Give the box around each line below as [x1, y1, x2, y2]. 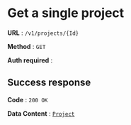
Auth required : [7, 55, 53, 65]
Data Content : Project [7, 109, 75, 118]
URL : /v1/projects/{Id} [7, 28, 79, 37]
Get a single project [7, 5, 125, 21]
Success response [7, 77, 91, 89]
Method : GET [7, 42, 46, 50]
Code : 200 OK [7, 95, 48, 104]
